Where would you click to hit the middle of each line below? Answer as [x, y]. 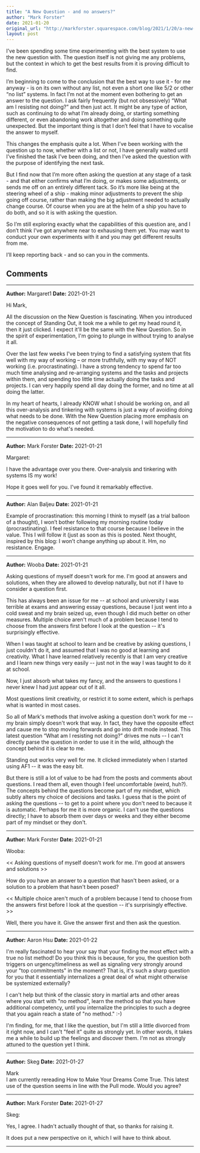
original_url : [24, 28]
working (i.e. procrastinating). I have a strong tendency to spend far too [94, 366]
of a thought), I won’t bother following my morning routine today [85, 522]
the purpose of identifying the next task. [55, 163]
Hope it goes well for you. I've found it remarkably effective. [80, 487]
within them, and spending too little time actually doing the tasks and [90, 379]
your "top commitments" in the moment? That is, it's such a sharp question [98, 970]
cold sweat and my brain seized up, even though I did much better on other [98, 613]
